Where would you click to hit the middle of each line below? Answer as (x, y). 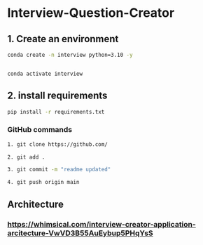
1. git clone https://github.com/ (58, 144)
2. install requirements (57, 96)
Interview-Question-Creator (91, 13)
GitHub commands (40, 130)
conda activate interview (45, 74)
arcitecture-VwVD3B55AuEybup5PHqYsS (80, 233)
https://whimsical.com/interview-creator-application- (101, 224)
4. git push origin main (43, 183)
